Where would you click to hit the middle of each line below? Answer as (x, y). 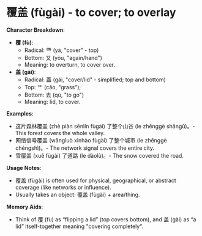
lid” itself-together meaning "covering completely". (79, 226)
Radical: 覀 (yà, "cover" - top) (62, 50)
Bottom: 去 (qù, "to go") (54, 95)
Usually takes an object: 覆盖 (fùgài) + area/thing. (77, 194)
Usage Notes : (24, 168)
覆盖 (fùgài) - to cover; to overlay (91, 13)
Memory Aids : (25, 207)
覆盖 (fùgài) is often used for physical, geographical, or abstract (95, 180)
